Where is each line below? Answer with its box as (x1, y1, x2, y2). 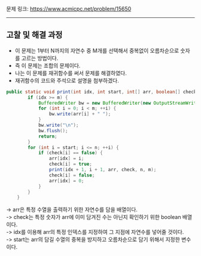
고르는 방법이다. (21, 54, 59, 62)
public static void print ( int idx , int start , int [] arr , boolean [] (6, 89, 181, 95)
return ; (38, 133, 58, 139)
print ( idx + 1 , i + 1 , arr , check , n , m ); (48, 167, 157, 173)
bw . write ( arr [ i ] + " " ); (48, 111, 111, 117)
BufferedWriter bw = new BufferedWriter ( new (38, 100, 151, 106)
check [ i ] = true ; (48, 161, 93, 167)
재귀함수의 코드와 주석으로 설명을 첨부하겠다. (14, 77, 120, 84)
